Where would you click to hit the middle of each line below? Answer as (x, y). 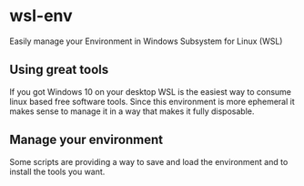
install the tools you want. (57, 171)
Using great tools (59, 70)
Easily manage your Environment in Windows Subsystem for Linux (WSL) (146, 41)
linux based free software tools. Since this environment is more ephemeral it (152, 101)
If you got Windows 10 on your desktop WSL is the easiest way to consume (151, 91)
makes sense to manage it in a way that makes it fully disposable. (132, 111)
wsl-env (41, 16)
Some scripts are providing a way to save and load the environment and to (149, 161)
